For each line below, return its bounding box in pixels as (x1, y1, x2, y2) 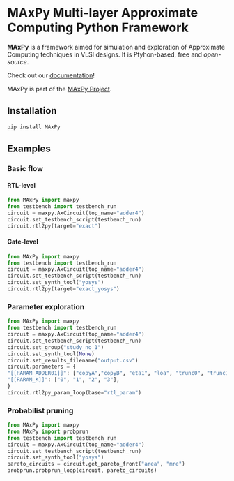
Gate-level (7, 237, 38, 246)
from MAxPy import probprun (7, 428, 89, 435)
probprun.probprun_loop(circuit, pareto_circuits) (7, 467, 157, 474)
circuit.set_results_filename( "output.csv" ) (7, 357, 139, 364)
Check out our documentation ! (7, 71, 95, 80)
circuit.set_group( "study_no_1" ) (7, 343, 104, 350)
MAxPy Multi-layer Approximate (7, 5, 198, 21)
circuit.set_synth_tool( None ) (7, 350, 95, 357)
